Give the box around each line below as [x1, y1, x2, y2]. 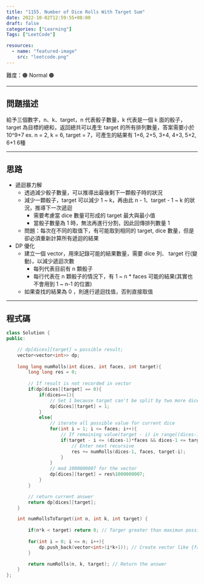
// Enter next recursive [71, 443, 135, 449]
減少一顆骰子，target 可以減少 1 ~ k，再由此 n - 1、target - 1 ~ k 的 [24, 196, 190, 204]
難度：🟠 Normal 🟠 [6, 71, 55, 79]
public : [6, 336, 26, 342]
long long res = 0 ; [28, 369, 78, 376]
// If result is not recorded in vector [28, 380, 132, 387]
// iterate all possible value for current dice [49, 420, 175, 427]
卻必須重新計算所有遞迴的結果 [24, 235, 99, 242]
